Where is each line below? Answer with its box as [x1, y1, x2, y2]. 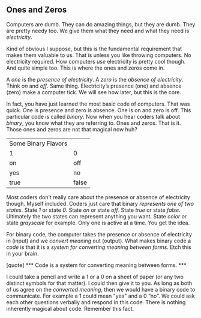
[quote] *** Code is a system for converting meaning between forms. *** [6, 261, 187, 269]
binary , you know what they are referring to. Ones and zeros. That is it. [6, 119, 181, 127]
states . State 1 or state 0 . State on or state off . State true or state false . [6, 206, 181, 214]
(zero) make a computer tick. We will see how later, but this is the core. [6, 88, 182, 95]
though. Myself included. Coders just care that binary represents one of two [6, 200, 194, 207]
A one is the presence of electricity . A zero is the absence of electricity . [6, 76, 184, 83]
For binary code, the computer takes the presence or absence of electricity [6, 230, 192, 238]
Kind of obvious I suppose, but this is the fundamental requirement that [6, 45, 182, 52]
